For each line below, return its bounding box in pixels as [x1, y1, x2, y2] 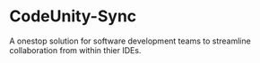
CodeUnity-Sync [9, 6, 137, 27]
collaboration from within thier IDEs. [9, 44, 142, 55]
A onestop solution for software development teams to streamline [9, 35, 251, 46]
